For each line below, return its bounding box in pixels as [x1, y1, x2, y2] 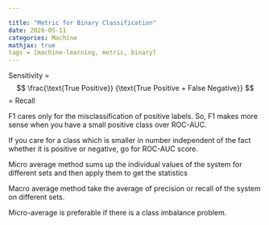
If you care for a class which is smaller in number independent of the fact [8, 136, 251, 145]
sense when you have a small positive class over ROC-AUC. [8, 120, 207, 129]
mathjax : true [8, 41, 56, 49]
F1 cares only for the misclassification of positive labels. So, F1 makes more [8, 112, 259, 121]
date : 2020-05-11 [8, 26, 67, 35]
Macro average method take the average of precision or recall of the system [8, 184, 262, 194]
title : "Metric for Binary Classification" [8, 18, 157, 27]
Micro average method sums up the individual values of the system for [8, 160, 242, 170]
